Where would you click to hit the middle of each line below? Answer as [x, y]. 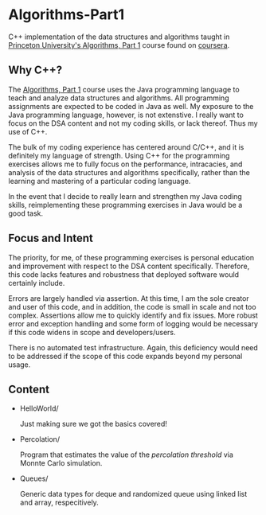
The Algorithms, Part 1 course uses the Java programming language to [124, 89]
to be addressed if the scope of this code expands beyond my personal [125, 356]
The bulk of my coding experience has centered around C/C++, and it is [126, 147]
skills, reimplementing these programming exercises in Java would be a [125, 205]
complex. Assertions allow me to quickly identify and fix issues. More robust [133, 315]
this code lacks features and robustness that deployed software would [124, 274]
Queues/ [34, 478]
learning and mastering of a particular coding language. [100, 181]
